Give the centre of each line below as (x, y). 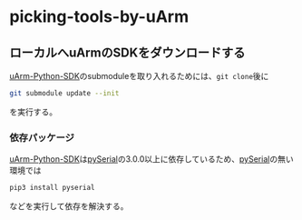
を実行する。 (33, 112)
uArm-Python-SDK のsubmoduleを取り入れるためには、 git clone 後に (139, 76)
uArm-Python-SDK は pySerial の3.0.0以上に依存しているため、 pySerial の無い (151, 159)
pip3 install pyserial (52, 188)
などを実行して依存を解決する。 (69, 206)
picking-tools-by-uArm (99, 17)
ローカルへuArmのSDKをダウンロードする (127, 52)
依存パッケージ (42, 137)
